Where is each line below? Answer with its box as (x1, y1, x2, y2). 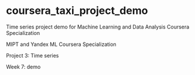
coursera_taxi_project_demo (6, 4, 148, 17)
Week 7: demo (6, 63, 41, 70)
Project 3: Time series (6, 52, 59, 59)
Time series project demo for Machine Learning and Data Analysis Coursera (6, 23, 190, 30)
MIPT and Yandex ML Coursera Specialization (6, 41, 117, 48)
